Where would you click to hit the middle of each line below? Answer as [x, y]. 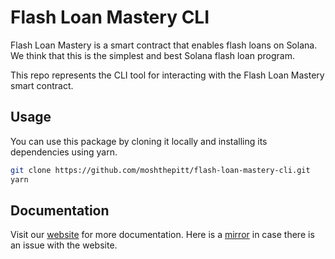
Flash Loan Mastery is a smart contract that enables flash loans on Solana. [164, 45]
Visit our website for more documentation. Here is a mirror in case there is [162, 235]
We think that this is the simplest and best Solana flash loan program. [152, 55]
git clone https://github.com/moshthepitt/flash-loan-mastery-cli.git [160, 170]
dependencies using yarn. [64, 152]
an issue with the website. [64, 245]
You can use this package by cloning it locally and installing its [139, 141]
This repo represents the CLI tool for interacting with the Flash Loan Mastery [167, 75]
